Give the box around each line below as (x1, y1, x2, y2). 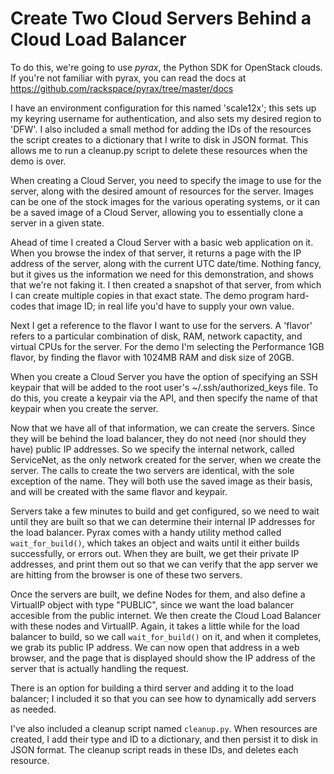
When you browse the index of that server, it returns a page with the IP (10, 247, 302, 259)
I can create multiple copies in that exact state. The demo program (10, 289, 285, 301)
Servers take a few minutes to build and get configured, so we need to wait (10, 505, 320, 517)
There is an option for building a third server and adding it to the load (10, 682, 295, 694)
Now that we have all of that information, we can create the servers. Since (10, 422, 316, 434)
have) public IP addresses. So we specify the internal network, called (10, 443, 295, 455)
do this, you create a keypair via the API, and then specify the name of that (10, 392, 318, 404)
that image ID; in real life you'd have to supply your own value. (38, 300, 295, 312)
